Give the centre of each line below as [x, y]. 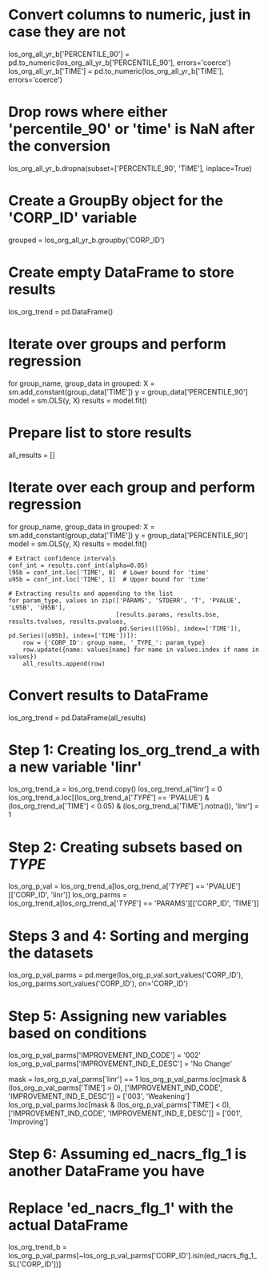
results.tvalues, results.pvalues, [68, 622]
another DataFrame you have [107, 1171]
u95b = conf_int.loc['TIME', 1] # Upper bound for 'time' [109, 579]
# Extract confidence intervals [62, 558]
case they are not [67, 32]
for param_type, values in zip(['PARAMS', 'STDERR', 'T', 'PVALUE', [125, 600]
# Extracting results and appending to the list [91, 593]
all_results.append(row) [64, 663]
